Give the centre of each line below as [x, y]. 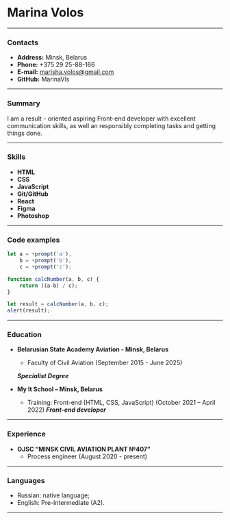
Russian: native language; [53, 495]
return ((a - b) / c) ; [49, 286]
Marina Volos [46, 13]
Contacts [23, 42]
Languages [26, 480]
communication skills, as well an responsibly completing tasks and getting [112, 125]
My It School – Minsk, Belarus [60, 389]
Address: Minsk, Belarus [52, 58]
